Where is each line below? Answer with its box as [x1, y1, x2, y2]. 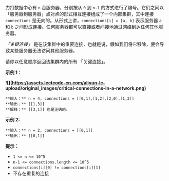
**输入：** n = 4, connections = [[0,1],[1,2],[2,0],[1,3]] [5, 96, 135, 101]
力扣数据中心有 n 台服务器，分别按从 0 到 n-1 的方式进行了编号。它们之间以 [5, 5, 164, 10]
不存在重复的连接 [12, 170, 49, 176]
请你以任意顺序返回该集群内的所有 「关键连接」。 [5, 59, 108, 64]
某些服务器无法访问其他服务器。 [9, 48, 78, 53]
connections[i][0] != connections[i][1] [12, 165, 101, 170]
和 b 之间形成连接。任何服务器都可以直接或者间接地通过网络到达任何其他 [5, 24, 159, 30]
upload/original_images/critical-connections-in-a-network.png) [5, 85, 146, 91]
